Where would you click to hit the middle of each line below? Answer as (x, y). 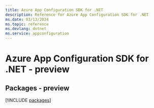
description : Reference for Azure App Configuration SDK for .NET (77, 15)
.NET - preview (37, 69)
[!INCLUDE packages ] (28, 100)
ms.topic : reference (27, 24)
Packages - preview (37, 88)
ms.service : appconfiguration (37, 33)
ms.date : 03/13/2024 (27, 19)
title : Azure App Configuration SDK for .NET (54, 10)
